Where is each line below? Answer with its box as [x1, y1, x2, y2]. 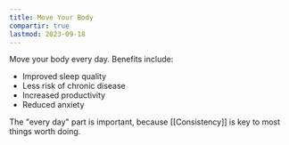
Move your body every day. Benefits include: [9, 54, 174, 65]
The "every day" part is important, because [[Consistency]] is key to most [9, 117, 281, 127]
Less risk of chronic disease [21, 81, 127, 92]
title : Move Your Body [9, 12, 94, 22]
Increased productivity [21, 90, 105, 101]
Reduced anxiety [21, 100, 85, 110]
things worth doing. [9, 126, 81, 137]
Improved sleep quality [21, 71, 107, 82]
